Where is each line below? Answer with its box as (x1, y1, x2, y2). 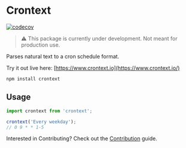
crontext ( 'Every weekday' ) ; (6, 119, 77, 125)
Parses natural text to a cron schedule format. (6, 53, 119, 60)
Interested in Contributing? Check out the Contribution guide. (6, 135, 158, 142)
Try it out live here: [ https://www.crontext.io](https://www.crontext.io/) (6, 64, 180, 72)
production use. (20, 41, 61, 48)
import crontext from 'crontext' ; (6, 108, 93, 114)
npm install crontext (6, 76, 61, 82)
